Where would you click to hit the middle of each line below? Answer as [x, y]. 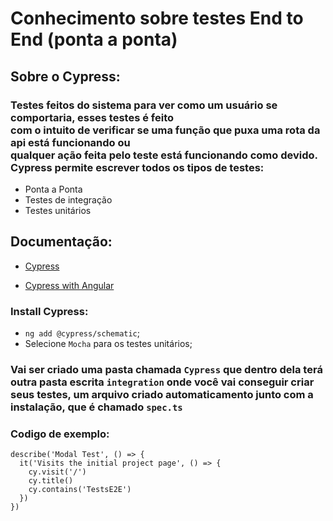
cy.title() [51, 481]
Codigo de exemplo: [60, 434]
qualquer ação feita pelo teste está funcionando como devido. [164, 155]
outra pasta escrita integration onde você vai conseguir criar [162, 382]
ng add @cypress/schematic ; [82, 333]
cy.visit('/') [57, 472]
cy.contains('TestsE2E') [80, 490]
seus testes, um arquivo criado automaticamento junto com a [162, 394]
